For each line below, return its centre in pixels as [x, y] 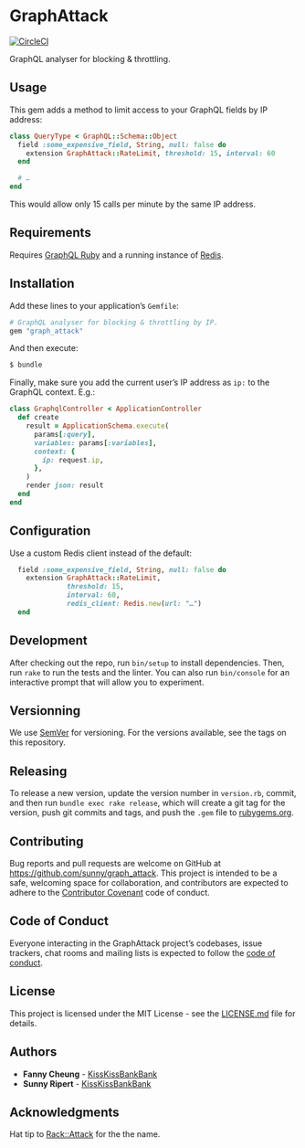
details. [23, 1023]
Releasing [38, 771]
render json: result [65, 485]
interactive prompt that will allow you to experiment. [107, 682]
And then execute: [44, 348]
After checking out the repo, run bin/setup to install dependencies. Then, [147, 663]
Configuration [50, 531]
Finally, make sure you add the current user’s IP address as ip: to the [140, 383]
